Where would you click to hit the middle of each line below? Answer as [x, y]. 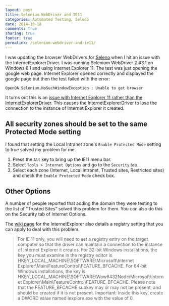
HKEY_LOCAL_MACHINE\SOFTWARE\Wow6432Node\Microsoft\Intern [91, 277]
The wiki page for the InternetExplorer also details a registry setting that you [84, 224]
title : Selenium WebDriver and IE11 [44, 15]
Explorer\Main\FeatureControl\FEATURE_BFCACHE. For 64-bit [82, 266]
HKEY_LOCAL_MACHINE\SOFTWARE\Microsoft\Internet [76, 260]
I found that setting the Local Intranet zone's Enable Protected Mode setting [83, 144]
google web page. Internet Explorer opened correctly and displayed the [79, 73]
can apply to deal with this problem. [42, 229]
